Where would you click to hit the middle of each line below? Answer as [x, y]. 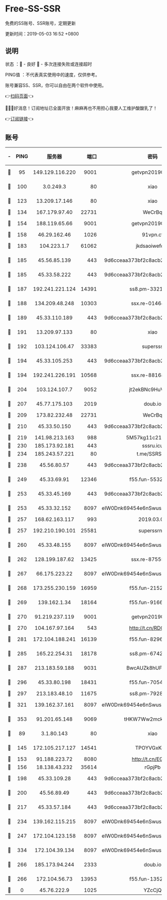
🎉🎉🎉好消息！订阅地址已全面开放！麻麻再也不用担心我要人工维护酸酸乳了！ [81, 108]
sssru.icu [153, 446]
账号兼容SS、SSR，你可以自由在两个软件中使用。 [56, 85]
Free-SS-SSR [33, 9]
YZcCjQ [153, 890]
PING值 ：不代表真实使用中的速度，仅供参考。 [52, 74]
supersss [153, 346]
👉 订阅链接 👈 [19, 118]
